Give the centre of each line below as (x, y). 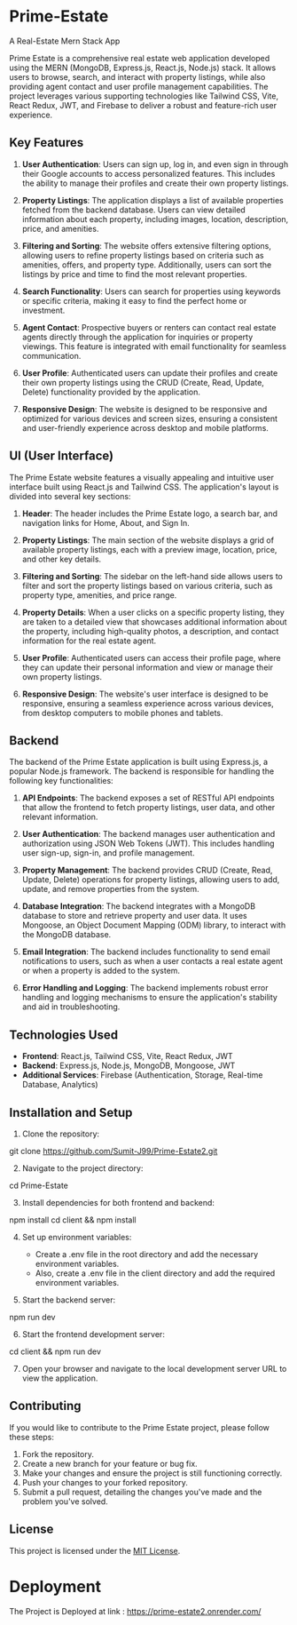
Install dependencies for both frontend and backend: (118, 1203)
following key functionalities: (61, 781)
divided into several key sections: (70, 496)
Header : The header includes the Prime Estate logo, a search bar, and (149, 514)
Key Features (47, 143)
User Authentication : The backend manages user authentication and (148, 834)
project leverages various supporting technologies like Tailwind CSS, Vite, (144, 96)
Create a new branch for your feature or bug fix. (109, 1463)
